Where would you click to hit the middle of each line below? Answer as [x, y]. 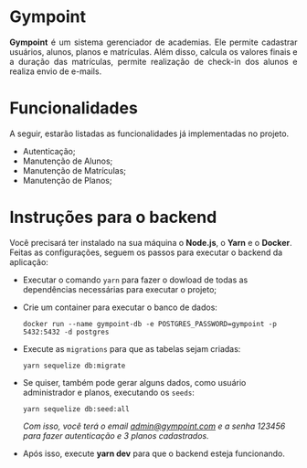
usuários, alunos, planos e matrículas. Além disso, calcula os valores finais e [153, 51]
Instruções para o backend [113, 218]
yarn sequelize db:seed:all [76, 409]
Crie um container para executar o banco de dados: [120, 307]
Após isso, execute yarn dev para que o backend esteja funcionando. [154, 453]
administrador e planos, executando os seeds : [108, 392]
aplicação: [29, 261]
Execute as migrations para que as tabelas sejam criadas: [132, 348]
